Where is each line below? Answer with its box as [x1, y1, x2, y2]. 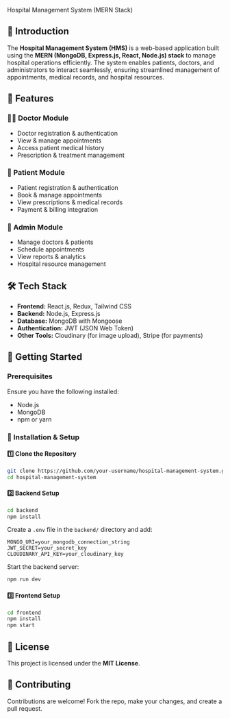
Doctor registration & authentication [16, 129, 118, 137]
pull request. [7, 704, 42, 712]
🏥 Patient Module [7, 168, 65, 178]
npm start [7, 622, 36, 629]
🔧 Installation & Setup [7, 432, 80, 441]
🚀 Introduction [7, 25, 70, 37]
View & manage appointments [16, 136, 102, 145]
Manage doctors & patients [16, 238, 94, 246]
